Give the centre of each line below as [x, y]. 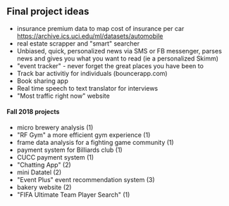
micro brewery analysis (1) [55, 128]
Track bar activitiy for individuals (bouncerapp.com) [92, 73]
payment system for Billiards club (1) [69, 150]
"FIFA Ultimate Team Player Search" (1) [73, 195]
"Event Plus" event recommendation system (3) [86, 180]
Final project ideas [48, 12]
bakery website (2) [44, 187]
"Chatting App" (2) [44, 165]
